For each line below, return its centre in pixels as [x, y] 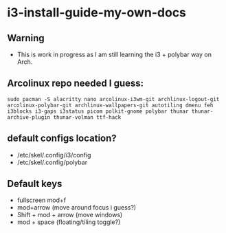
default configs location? [62, 138]
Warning [26, 38]
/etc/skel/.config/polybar [52, 162]
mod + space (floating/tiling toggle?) [69, 222]
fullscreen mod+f [42, 200]
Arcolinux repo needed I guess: [76, 84]
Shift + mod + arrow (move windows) [70, 215]
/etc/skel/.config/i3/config [54, 155]
